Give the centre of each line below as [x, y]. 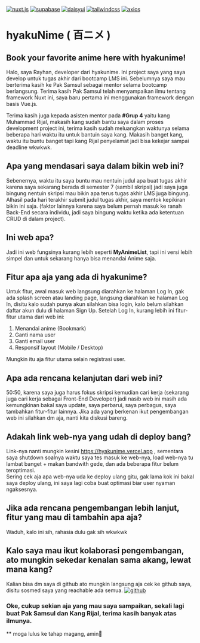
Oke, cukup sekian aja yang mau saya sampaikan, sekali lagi [95, 606]
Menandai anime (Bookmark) [50, 329]
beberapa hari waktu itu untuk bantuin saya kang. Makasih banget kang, [95, 134]
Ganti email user [35, 341]
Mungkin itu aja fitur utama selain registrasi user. [66, 359]
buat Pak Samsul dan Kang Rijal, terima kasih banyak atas [92, 613]
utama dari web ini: [41, 317]
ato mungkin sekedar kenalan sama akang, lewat [99, 560]
